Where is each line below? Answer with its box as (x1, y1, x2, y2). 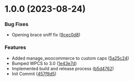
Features (4, 44, 26, 51)
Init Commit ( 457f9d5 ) (11, 71, 57, 77)
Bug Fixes (4, 21, 29, 28)
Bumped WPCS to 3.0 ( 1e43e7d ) (11, 60, 77, 66)
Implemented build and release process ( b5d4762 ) (11, 65, 114, 71)
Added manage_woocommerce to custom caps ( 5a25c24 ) (11, 55, 129, 61)
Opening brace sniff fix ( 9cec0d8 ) (11, 32, 81, 38)
